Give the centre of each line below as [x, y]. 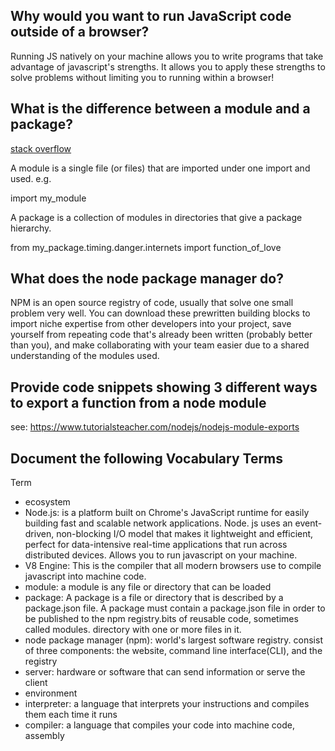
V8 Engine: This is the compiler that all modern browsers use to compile [173, 566]
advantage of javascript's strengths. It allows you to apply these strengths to [168, 66]
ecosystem [47, 502]
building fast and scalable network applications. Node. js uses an [158, 523]
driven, [39, 534]
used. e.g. [31, 178]
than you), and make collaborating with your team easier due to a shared [160, 345]
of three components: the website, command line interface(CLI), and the [173, 651]
